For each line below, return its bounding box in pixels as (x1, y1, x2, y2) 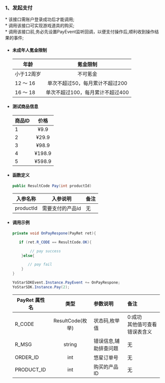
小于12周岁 (14, 70, 41, 77)
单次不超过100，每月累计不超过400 (46, 89, 129, 96)
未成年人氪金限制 (12, 47, 47, 53)
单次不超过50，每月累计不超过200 (47, 80, 128, 87)
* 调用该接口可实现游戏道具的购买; (5, 23, 75, 29)
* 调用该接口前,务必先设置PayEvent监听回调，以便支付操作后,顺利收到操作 (5, 29, 155, 35)
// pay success (30, 249, 61, 254)
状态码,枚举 (93, 317, 120, 324)
